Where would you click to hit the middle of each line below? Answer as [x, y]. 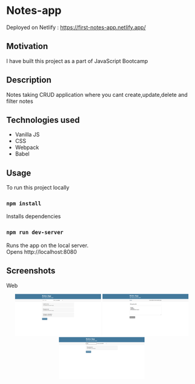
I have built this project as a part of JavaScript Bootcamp [77, 61]
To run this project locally [38, 188]
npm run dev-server [35, 233]
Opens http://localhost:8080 [42, 251]
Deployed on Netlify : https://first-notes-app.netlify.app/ [76, 27]
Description [29, 80]
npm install [24, 204]
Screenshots [31, 271]
